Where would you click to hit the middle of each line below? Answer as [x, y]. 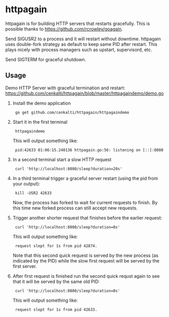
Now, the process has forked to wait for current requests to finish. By [85, 202]
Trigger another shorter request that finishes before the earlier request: [87, 218]
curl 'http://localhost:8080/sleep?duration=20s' [69, 169]
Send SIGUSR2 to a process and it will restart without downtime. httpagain [83, 39]
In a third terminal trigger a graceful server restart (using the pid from [85, 178]
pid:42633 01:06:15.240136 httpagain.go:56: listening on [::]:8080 [89, 150]
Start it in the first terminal [40, 122]
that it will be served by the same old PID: [56, 281]
